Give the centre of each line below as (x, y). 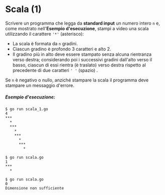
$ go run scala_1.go (27, 109)
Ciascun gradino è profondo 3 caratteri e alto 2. (62, 49)
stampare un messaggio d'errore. (40, 85)
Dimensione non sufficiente (35, 188)
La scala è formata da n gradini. (45, 43)
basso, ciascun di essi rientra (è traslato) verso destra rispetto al (79, 65)
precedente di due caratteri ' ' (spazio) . (55, 70)
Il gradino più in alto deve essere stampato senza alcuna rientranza (82, 54)
